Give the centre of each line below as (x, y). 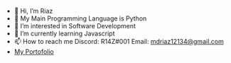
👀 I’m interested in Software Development (75, 26)
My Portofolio (34, 52)
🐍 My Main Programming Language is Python (80, 18)
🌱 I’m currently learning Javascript (64, 33)
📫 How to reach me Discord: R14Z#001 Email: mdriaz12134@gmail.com (119, 41)
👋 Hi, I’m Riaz (33, 11)
